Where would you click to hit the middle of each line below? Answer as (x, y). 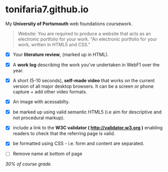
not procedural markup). (39, 118)
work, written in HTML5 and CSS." (54, 44)
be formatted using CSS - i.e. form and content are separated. (78, 144)
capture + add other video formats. (50, 92)
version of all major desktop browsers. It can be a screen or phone (83, 86)
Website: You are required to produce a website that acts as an (85, 33)
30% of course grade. (29, 164)
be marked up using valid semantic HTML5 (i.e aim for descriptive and (87, 112)
